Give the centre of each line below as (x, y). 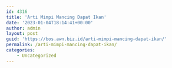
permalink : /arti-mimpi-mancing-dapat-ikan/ (62, 45)
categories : (21, 50)
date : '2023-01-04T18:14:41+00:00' (50, 22)
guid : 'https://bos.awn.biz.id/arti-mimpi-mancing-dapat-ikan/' (87, 39)
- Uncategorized (37, 56)
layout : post (22, 34)
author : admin (24, 28)
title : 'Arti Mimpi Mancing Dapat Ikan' (57, 17)
